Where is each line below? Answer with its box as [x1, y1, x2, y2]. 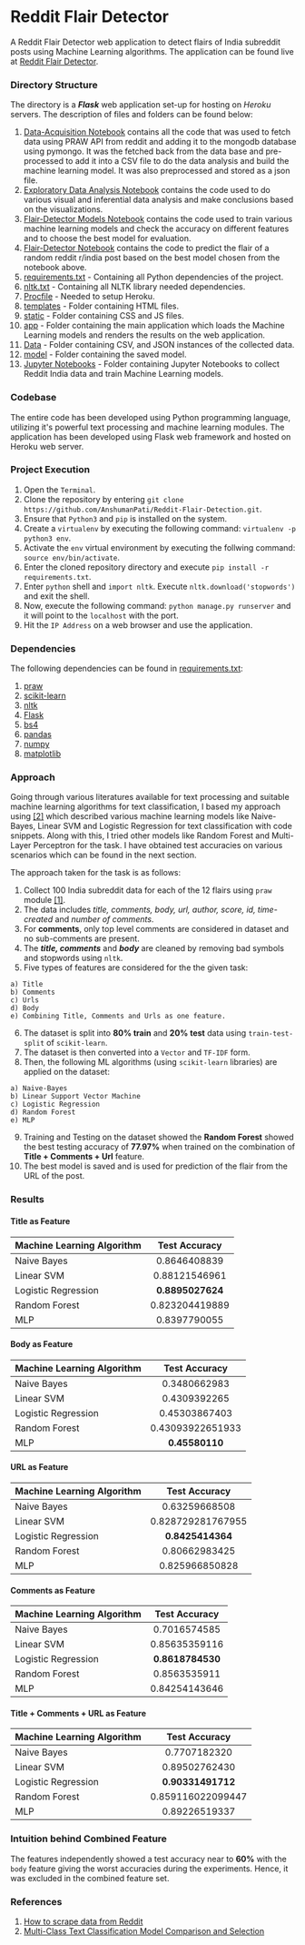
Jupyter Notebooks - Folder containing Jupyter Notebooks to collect [23, 359, 280, 370]
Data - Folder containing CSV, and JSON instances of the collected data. [23, 339, 295, 350]
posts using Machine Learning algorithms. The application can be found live [10, 46, 294, 56]
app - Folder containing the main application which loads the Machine [23, 320, 285, 331]
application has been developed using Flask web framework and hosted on [10, 431, 291, 442]
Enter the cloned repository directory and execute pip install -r [23, 562, 270, 572]
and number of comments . [54, 914, 154, 925]
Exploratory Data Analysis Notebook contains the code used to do [23, 185, 271, 196]
